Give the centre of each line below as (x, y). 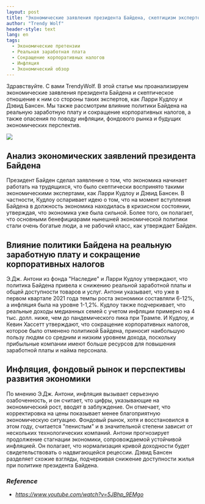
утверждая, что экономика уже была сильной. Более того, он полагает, (100, 213)
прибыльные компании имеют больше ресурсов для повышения (91, 344)
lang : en (17, 35)
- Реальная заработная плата (49, 52)
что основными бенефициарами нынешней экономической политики (97, 219)
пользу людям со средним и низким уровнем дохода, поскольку (92, 337)
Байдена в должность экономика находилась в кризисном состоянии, (99, 206)
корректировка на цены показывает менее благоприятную (83, 413)
